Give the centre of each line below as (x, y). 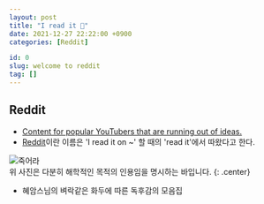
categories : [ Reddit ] (49, 42)
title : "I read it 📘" (49, 26)
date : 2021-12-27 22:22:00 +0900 (71, 34)
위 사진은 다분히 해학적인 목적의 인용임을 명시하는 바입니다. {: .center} (130, 171)
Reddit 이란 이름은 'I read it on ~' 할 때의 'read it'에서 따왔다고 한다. (139, 141)
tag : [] (23, 75)
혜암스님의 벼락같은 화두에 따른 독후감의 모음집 (102, 190)
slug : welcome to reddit (55, 66)
